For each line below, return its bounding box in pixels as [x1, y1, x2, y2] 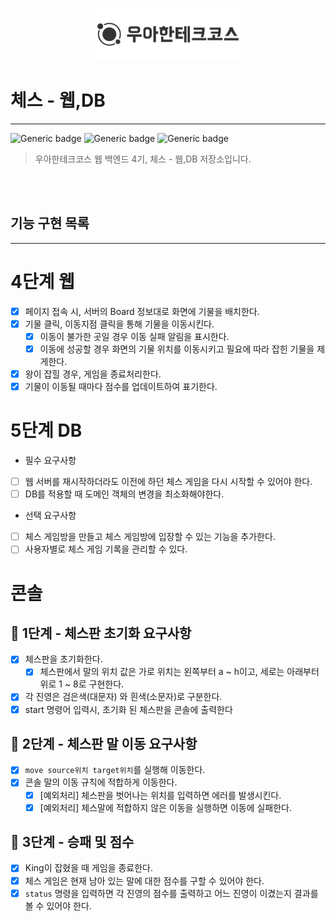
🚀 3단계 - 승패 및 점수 [10, 834, 135, 851]
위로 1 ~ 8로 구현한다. [39, 678, 125, 690]
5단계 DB [10, 419, 83, 442]
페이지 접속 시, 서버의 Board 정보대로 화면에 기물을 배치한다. [24, 305, 260, 317]
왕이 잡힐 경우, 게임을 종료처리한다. [24, 368, 162, 380]
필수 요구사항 [24, 454, 77, 467]
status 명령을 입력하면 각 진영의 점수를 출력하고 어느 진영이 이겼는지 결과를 [24, 887, 319, 899]
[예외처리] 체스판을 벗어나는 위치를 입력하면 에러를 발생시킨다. [39, 789, 282, 801]
